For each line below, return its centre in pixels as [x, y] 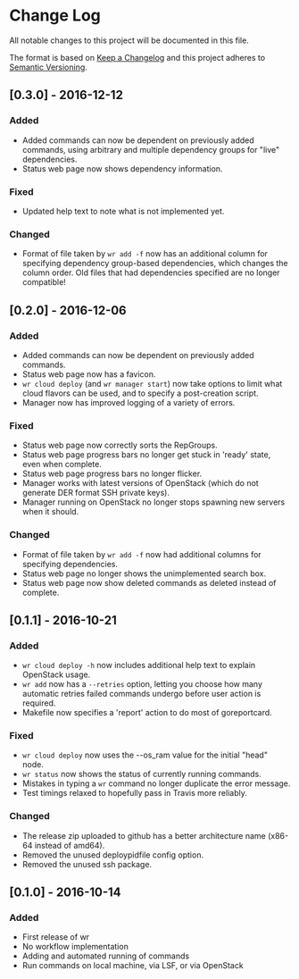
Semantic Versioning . [48, 67]
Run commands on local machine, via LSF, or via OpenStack [133, 966]
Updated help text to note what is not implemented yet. [123, 211]
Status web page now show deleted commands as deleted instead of [149, 582]
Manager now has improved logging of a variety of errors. [129, 402]
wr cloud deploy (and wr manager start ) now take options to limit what [152, 383]
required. [39, 703]
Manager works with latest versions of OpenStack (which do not [140, 483]
